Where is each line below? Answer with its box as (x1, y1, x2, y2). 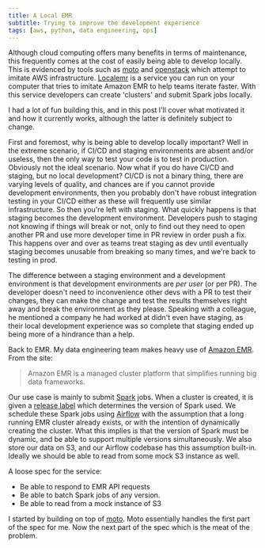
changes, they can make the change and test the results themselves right (8, 296, 248, 306)
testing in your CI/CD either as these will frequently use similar (8, 196, 212, 206)
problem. (8, 531, 38, 541)
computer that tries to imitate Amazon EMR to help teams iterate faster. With (8, 82, 256, 91)
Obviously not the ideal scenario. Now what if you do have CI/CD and (8, 163, 234, 173)
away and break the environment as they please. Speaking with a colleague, (8, 304, 256, 314)
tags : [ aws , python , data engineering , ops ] (8, 26, 157, 34)
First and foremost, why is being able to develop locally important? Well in (8, 138, 249, 147)
